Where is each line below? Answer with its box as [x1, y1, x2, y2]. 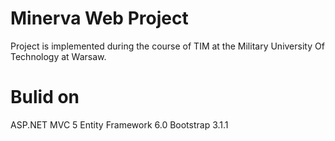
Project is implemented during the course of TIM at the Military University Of [10, 40, 325, 52]
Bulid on [10, 86, 80, 109]
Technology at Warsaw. [10, 50, 107, 62]
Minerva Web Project [10, 7, 189, 30]
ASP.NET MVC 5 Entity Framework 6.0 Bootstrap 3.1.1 [10, 118, 229, 131]
